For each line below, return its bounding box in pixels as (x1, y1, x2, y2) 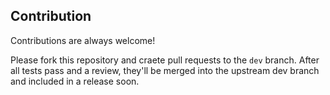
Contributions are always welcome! (10, 34, 156, 46)
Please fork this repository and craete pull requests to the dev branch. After (10, 54, 320, 66)
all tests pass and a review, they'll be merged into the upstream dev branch (10, 64, 320, 76)
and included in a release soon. (10, 75, 140, 87)
